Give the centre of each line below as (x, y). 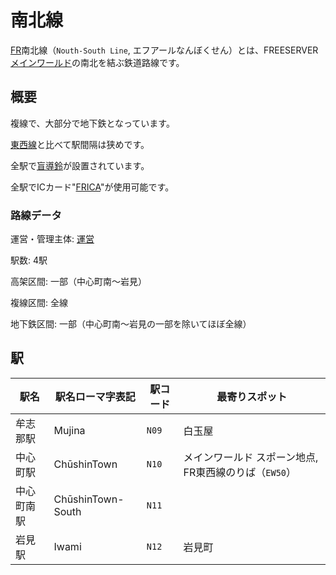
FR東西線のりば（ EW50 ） (240, 472)
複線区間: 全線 (39, 303)
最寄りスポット (252, 396)
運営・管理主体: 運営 (52, 239)
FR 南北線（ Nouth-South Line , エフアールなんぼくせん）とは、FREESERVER (164, 50)
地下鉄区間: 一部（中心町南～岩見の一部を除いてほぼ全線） (131, 324)
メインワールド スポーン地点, (251, 457)
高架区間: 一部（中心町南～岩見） (78, 282)
